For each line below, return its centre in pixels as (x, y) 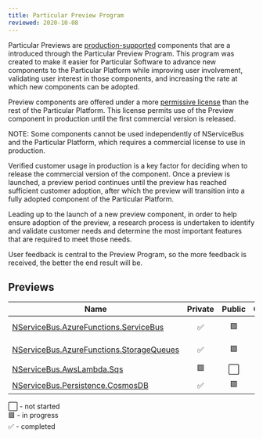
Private (200, 309)
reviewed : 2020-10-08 (43, 23)
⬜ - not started (34, 406)
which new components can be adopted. (74, 86)
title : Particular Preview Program (66, 15)
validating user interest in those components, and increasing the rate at (123, 78)
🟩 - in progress (33, 415)
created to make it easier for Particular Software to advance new (112, 62)
